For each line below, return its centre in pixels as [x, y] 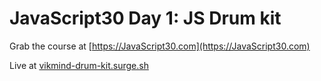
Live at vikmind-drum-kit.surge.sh [79, 65]
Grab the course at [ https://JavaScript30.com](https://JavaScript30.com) [160, 46]
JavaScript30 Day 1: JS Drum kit [145, 18]
